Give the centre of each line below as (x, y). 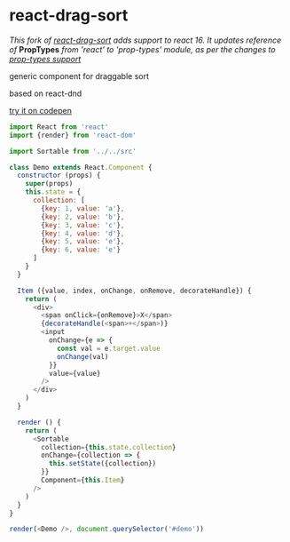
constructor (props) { (59, 175)
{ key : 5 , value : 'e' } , (83, 242)
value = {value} (74, 373)
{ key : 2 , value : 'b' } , (83, 217)
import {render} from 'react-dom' (73, 135)
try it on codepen (41, 110)
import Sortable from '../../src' (73, 151)
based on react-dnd (46, 93)
